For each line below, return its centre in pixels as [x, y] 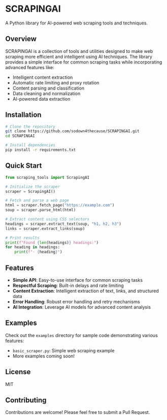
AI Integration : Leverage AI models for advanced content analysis [82, 307]
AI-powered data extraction [41, 99]
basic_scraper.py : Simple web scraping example [63, 350]
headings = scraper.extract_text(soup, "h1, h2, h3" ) [63, 224]
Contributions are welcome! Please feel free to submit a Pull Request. [78, 412]
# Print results [22, 238]
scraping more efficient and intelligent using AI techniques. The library [79, 56]
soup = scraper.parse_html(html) [41, 210]
